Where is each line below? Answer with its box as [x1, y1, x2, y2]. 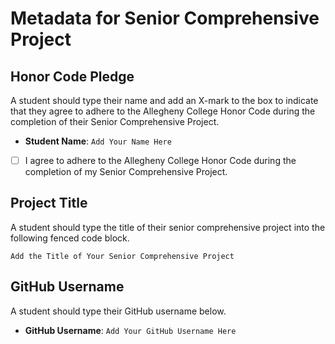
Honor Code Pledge [10, 68, 135, 85]
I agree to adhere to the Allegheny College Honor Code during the [24, 155, 297, 166]
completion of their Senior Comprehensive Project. [10, 116, 220, 127]
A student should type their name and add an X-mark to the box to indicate [10, 95, 319, 106]
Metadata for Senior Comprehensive [10, 7, 320, 30]
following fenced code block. [10, 232, 130, 244]
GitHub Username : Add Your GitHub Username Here [24, 324, 237, 336]
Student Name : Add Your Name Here [24, 135, 172, 147]
